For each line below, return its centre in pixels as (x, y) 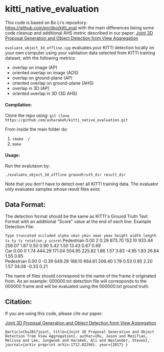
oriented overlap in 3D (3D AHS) (45, 93)
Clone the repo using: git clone (37, 115)
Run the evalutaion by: (28, 166)
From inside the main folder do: (36, 129)
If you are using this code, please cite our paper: (54, 313)
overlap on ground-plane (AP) (42, 78)
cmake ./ (21, 139)
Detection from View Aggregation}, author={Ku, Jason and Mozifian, (76, 336)
